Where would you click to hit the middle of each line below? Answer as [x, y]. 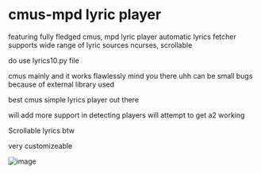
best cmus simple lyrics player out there [74, 99]
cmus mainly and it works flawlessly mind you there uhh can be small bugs [130, 75]
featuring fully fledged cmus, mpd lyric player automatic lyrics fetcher [122, 37]
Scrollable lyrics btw [42, 130]
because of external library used [61, 84]
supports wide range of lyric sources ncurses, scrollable [100, 44]
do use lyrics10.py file [44, 60]
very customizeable [40, 145]
